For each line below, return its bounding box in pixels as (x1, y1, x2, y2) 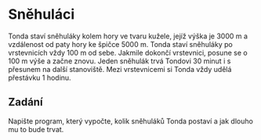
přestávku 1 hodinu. (8, 73, 72, 82)
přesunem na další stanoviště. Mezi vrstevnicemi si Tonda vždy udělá (8, 64, 232, 74)
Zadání (8, 95, 43, 109)
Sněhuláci (8, 5, 75, 23)
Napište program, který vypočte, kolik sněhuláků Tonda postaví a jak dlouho (8, 116, 253, 126)
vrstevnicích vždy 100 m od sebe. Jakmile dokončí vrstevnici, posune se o (8, 48, 248, 57)
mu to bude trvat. (8, 124, 64, 134)
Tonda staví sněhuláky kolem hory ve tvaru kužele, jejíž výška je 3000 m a (8, 31, 248, 41)
